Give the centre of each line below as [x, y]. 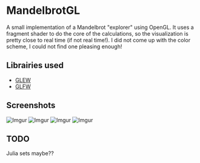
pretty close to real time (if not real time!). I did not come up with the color [98, 40]
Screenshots [31, 105]
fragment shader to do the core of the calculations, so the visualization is [98, 33]
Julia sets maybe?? [30, 153]
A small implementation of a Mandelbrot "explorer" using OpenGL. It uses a [100, 27]
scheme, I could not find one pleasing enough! [64, 46]
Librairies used [35, 66]
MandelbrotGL [43, 11]
